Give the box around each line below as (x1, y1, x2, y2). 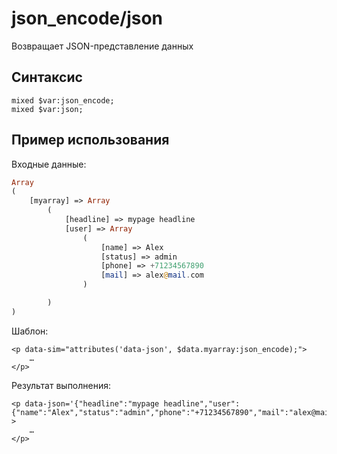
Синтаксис (11, 69, 83, 86)
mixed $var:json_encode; (11, 95, 115, 106)
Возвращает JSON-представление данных (11, 40, 194, 52)
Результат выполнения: (11, 379, 112, 391)
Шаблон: (11, 325, 49, 337)
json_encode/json (11, 7, 164, 30)
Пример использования (11, 132, 170, 149)
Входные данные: (11, 158, 87, 170)
